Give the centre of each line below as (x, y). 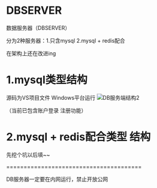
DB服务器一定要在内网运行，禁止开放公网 (57, 179)
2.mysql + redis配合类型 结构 (78, 137)
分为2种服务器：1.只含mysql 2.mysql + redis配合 (66, 40)
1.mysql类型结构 (47, 80)
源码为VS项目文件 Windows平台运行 (51, 97)
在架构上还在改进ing (31, 53)
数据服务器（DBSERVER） (38, 28)
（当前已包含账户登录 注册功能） (46, 110)
